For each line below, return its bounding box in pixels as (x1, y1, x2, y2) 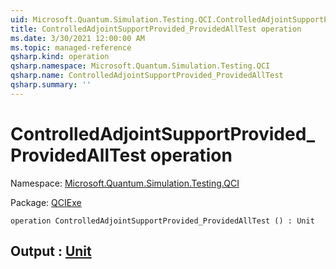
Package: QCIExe (10, 196, 82, 208)
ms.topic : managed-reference (10, 42, 132, 53)
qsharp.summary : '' (10, 80, 92, 90)
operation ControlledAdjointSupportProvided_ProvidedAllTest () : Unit (10, 216, 315, 226)
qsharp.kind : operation (10, 52, 110, 62)
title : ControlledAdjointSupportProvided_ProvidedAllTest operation (10, 24, 302, 34)
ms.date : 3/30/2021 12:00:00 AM (10, 33, 145, 43)
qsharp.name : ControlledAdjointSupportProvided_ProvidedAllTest (10, 71, 284, 81)
